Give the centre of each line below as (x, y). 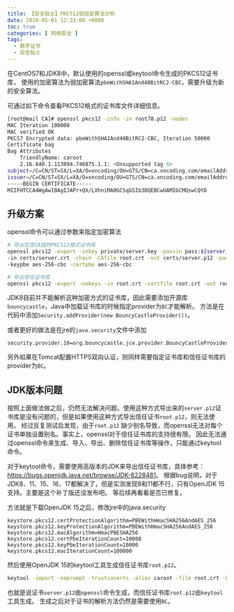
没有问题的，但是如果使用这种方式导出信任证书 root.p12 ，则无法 (117, 417)
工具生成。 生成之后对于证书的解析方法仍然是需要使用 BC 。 (91, 602)
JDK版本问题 (35, 390)
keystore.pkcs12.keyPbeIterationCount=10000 (73, 545)
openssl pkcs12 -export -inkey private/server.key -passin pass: (104, 252)
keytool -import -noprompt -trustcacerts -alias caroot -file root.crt (113, 579)
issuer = (18, 177)
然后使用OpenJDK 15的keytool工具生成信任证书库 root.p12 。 (94, 565)
